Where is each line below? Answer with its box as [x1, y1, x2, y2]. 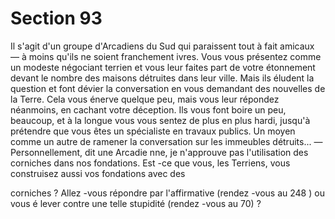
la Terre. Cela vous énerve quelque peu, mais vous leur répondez [10, 93, 280, 105]
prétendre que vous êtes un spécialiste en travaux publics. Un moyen [10, 125, 296, 137]
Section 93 [10, 7, 103, 30]
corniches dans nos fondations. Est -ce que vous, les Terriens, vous [10, 157, 291, 169]
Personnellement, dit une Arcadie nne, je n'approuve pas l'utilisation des [10, 146, 309, 158]
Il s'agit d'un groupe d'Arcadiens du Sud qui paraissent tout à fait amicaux [10, 40, 315, 52]
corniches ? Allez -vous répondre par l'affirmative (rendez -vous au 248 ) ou [10, 187, 325, 199]
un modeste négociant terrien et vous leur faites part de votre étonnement [10, 61, 316, 73]
